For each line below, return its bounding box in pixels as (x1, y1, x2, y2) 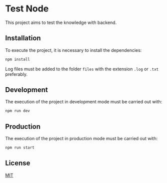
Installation (5, 34, 41, 42)
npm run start (5, 145, 35, 150)
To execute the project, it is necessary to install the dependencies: (5, 47, 142, 53)
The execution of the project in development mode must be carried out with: (5, 99, 162, 105)
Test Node (5, 3, 49, 14)
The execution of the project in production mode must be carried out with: (5, 136, 158, 142)
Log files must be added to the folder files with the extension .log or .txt (5, 66, 159, 72)
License (5, 159, 30, 168)
